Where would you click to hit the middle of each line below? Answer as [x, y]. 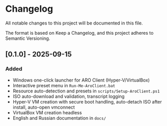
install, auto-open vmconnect [44, 107]
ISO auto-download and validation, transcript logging [68, 96]
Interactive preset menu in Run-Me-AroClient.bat [64, 85]
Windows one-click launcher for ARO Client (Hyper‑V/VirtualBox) [81, 80]
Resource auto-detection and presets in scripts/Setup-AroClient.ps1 [86, 91]
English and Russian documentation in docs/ [59, 118]
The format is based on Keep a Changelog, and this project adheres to [79, 33]
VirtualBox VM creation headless [47, 112]
